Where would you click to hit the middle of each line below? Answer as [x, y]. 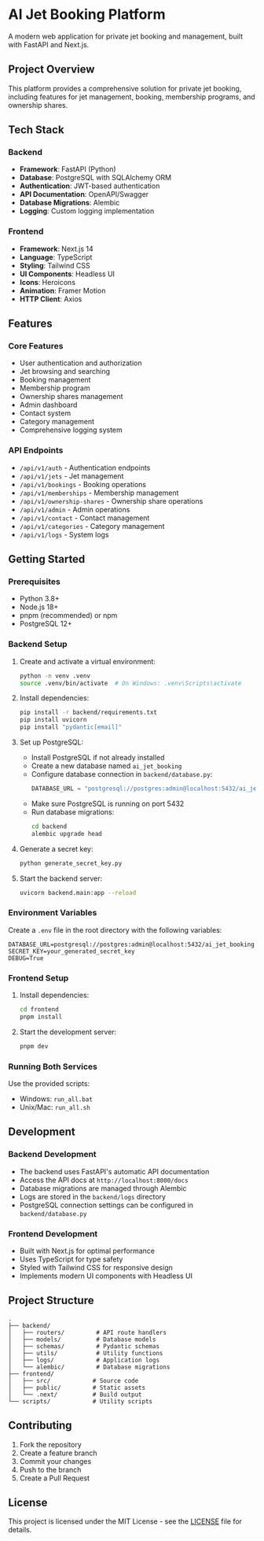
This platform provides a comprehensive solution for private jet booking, [125, 88]
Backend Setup [38, 645]
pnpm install [41, 1017]
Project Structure [51, 1301]
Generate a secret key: [56, 848]
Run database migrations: [73, 811]
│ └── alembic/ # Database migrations [89, 1367]
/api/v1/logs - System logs [64, 534]
